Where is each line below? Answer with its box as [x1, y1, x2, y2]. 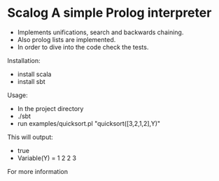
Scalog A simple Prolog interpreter [7, 5, 212, 21]
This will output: [7, 133, 54, 141]
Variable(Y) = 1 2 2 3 [17, 154, 77, 162]
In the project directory [17, 104, 84, 113]
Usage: [7, 91, 28, 99]
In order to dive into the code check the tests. [17, 43, 149, 51]
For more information [7, 167, 69, 175]
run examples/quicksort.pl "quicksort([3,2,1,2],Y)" [17, 119, 161, 127]
